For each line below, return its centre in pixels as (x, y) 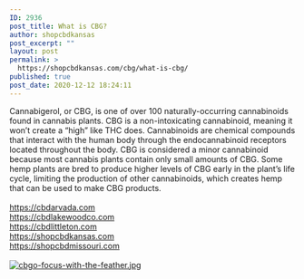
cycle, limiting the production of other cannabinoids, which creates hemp (146, 178)
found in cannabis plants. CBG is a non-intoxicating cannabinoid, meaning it (151, 120)
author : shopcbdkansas (52, 34)
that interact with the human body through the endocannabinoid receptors (148, 139)
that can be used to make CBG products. (85, 188)
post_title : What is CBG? (58, 26)
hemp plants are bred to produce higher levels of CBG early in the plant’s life (152, 168)
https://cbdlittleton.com (53, 226)
